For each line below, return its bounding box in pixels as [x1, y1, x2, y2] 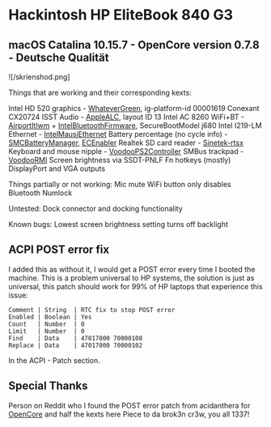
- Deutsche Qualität [8, 50, 109, 64]
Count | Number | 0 [8, 320, 85, 328]
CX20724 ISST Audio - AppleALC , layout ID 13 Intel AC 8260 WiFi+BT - [8, 112, 245, 122]
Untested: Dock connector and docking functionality [8, 204, 184, 213]
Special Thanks [8, 379, 88, 393]
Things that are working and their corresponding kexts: [8, 88, 192, 97]
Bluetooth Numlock [8, 188, 73, 198]
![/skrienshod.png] [8, 72, 70, 82]
